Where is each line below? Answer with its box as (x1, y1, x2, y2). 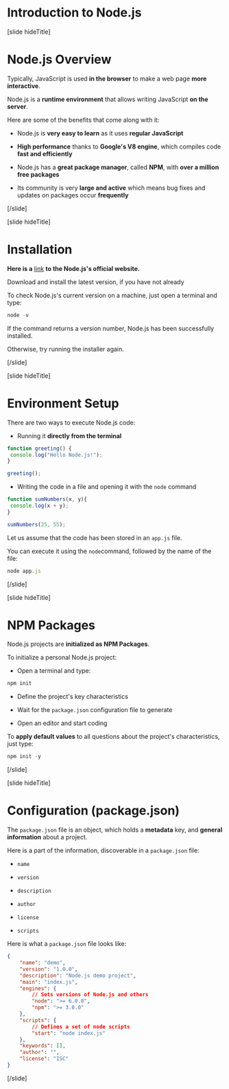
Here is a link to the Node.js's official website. (7, 264, 141, 272)
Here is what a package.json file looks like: (7, 940, 127, 948)
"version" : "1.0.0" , (19, 965, 78, 973)
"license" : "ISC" (19, 1055, 69, 1062)
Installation (7, 242, 73, 257)
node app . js (7, 568, 41, 574)
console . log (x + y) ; (10, 502, 69, 509)
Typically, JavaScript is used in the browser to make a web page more (7, 74, 207, 83)
